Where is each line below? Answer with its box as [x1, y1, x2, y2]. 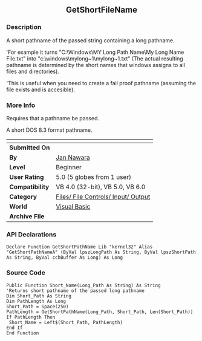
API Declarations [6, 230, 57, 238]
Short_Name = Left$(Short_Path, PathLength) [8, 319, 123, 325]
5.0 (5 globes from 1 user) [56, 172, 132, 181]
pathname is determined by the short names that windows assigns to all [6, 61, 186, 68]
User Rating [9, 172, 44, 181]
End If [6, 325, 23, 331]
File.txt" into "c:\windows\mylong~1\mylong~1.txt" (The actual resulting [6, 54, 183, 62]
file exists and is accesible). [6, 86, 76, 93]
